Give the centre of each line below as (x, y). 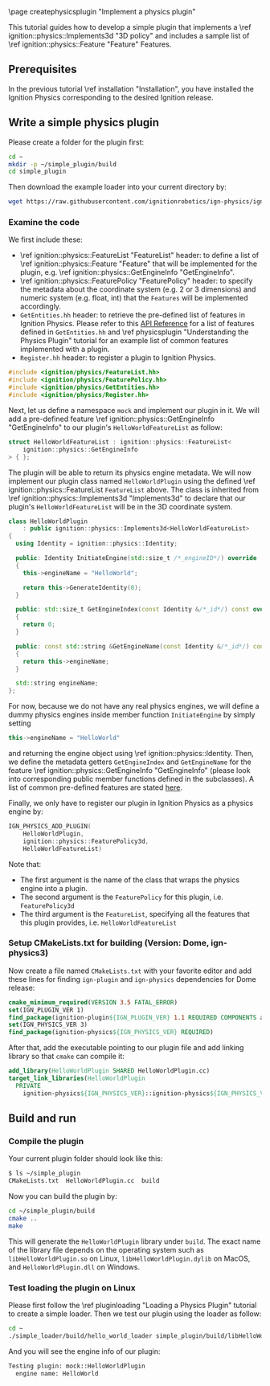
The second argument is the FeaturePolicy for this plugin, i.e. (121, 897)
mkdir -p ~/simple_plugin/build (62, 164)
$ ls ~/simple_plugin (45, 1173)
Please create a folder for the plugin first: (76, 142)
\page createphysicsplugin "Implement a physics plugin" (102, 12)
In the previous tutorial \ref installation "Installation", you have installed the (131, 88)
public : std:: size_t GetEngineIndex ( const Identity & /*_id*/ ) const (133, 610)
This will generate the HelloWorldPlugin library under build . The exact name (135, 1241)
